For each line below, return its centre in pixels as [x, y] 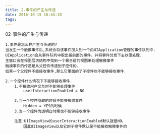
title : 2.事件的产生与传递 [31, 10]
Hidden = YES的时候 [43, 106]
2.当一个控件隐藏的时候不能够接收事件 [49, 101]
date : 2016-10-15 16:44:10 [34, 15]
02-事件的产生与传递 [27, 34]
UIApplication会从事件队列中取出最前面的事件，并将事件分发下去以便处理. [74, 55]
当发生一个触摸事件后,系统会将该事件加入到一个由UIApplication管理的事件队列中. [80, 50]
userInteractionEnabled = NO [54, 91]
